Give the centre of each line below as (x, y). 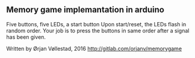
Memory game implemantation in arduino (85, 10)
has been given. (26, 37)
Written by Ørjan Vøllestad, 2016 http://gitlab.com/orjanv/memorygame (94, 48)
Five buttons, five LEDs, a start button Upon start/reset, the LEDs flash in (96, 24)
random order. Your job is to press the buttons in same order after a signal (98, 30)
